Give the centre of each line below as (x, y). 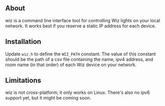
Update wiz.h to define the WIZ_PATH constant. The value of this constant (81, 54)
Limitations (23, 81)
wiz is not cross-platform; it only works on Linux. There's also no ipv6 (78, 92)
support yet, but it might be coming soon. (48, 98)
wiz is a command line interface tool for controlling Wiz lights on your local (83, 20)
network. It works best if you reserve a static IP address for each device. (81, 26)
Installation (23, 42)
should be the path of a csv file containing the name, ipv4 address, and (79, 59)
